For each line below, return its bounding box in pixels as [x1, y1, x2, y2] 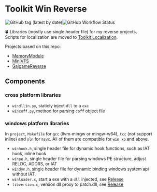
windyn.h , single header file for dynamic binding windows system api [12, 166, 149, 172]
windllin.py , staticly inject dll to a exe [12, 103, 89, 108]
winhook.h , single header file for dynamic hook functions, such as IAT [12, 145, 150, 151]
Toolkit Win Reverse [5, 3, 87, 15]
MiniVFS [12, 58, 29, 64]
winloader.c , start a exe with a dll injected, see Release [12, 176, 124, 182]
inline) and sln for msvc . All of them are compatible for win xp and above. [5, 136, 149, 142]
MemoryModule [12, 53, 44, 59]
